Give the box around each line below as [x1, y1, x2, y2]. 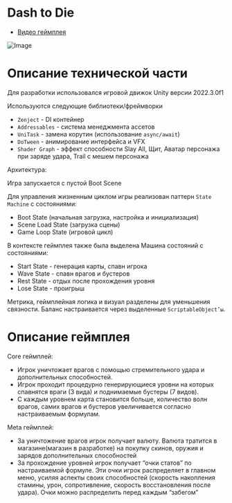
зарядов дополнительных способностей [17, 451, 137, 459]
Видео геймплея [17, 28, 66, 36]
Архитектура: [7, 165, 47, 174]
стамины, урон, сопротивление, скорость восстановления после [17, 480, 211, 489]
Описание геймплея [7, 329, 130, 345]
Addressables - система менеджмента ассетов [17, 123, 155, 131]
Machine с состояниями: [7, 200, 78, 208]
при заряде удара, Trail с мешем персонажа [17, 152, 149, 160]
